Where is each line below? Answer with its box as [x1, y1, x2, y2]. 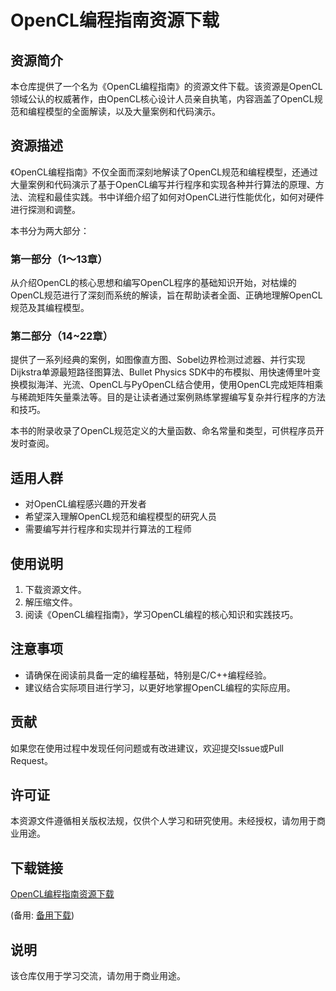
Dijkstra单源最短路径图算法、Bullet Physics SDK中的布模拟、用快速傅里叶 [10, 366, 313, 378]
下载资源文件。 [24, 584, 87, 596]
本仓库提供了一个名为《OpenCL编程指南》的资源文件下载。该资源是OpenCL [10, 81, 323, 92]
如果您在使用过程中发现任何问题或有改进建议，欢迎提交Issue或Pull [10, 742, 284, 754]
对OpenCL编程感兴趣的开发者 [24, 498, 147, 510]
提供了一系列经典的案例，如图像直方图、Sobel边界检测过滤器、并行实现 [10, 354, 306, 366]
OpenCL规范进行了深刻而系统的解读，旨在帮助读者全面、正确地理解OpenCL [10, 289, 323, 301]
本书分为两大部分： [10, 224, 90, 236]
